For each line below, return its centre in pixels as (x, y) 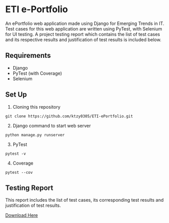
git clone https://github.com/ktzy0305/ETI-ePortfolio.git (69, 116)
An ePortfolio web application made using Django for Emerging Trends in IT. (85, 23)
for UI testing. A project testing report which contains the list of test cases (83, 34)
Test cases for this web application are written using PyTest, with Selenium (84, 28)
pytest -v (16, 153)
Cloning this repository (36, 107)
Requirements (28, 56)
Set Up (16, 95)
